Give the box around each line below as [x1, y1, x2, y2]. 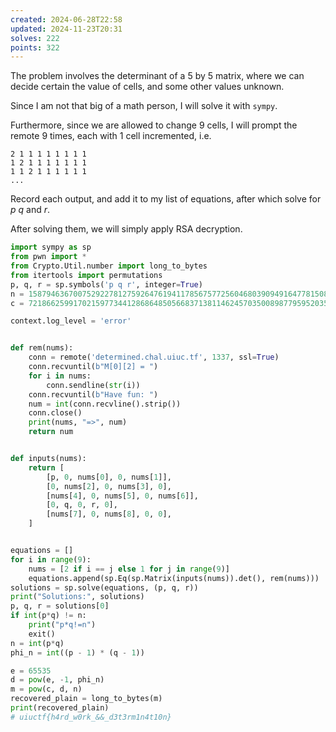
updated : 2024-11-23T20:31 [10, 24, 123, 34]
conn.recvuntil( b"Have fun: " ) [28, 389, 159, 400]
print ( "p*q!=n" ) [28, 620, 97, 630]
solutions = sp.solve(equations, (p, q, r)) [10, 582, 199, 593]
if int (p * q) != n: [10, 611, 87, 621]
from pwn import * [10, 252, 87, 262]
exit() [28, 629, 56, 639]
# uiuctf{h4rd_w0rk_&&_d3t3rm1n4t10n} [10, 712, 172, 722]
